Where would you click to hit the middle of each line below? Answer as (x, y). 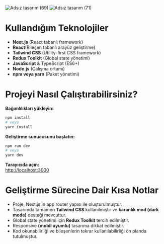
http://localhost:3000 (27, 170)
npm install (18, 117)
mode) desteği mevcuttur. (39, 215)
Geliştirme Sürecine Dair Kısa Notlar (82, 190)
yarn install (19, 127)
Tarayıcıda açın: (22, 165)
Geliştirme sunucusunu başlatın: (40, 136)
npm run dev (18, 146)
